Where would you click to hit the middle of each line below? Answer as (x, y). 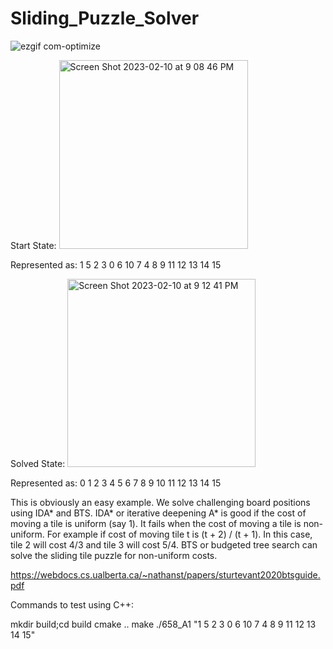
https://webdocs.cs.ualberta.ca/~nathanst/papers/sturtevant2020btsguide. (165, 574)
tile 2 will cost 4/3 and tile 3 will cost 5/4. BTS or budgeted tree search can (164, 544)
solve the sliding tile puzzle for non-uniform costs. (114, 555)
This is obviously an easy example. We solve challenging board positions (160, 502)
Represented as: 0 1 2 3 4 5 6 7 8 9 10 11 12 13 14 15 (116, 483)
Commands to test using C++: (72, 604)
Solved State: (38, 463)
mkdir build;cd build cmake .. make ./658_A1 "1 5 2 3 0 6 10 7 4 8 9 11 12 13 (163, 624)
